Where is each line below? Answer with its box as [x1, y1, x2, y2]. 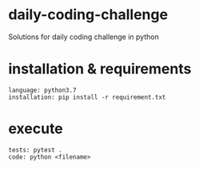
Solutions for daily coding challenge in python [8, 32, 160, 41]
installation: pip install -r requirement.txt [8, 93, 166, 101]
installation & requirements [8, 60, 192, 78]
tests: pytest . [8, 146, 62, 154]
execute [8, 120, 64, 138]
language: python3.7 [8, 86, 78, 94]
